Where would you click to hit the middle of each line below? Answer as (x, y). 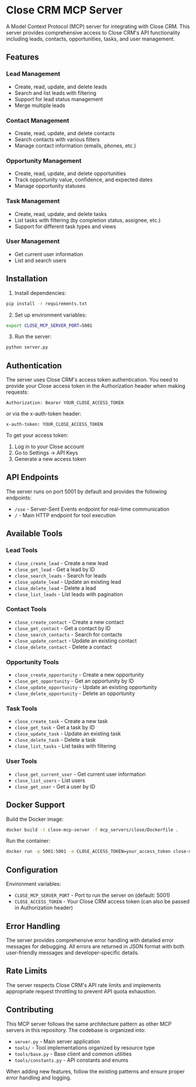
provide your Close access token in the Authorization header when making (96, 386)
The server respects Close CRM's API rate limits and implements (84, 985)
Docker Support (36, 805)
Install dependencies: (40, 293)
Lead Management (33, 74)
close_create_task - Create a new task (61, 721)
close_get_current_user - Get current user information (80, 774)
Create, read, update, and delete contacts (64, 133)
